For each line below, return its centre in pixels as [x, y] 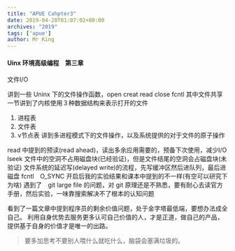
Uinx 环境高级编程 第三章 [45, 63]
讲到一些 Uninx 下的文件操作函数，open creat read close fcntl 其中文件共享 [115, 94]
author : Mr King [31, 40]
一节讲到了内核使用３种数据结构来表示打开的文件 [78, 103]
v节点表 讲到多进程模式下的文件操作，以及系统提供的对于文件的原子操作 [121, 135]
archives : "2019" [33, 26]
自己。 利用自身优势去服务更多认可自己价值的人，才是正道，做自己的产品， [115, 218]
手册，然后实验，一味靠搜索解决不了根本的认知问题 [81, 194]
